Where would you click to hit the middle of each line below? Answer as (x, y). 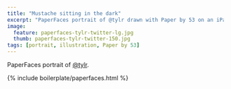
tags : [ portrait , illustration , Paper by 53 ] (73, 45)
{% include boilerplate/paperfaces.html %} (68, 78)
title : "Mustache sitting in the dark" (64, 13)
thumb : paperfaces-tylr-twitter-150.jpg (72, 39)
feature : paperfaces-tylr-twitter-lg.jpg (74, 33)
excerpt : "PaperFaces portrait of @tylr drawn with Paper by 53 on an (110, 20)
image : (16, 26)
